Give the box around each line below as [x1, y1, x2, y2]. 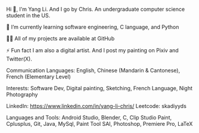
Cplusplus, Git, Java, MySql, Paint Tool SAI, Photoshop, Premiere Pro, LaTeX [6, 121, 193, 127]
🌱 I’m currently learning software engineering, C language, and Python [6, 24, 179, 30]
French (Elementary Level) [6, 73, 71, 80]
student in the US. [6, 12, 51, 19]
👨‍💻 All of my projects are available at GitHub [6, 35, 115, 42]
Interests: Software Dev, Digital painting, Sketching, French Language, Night [6, 85, 192, 91]
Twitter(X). [6, 55, 33, 62]
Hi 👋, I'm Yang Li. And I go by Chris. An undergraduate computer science [6, 6, 185, 12]
